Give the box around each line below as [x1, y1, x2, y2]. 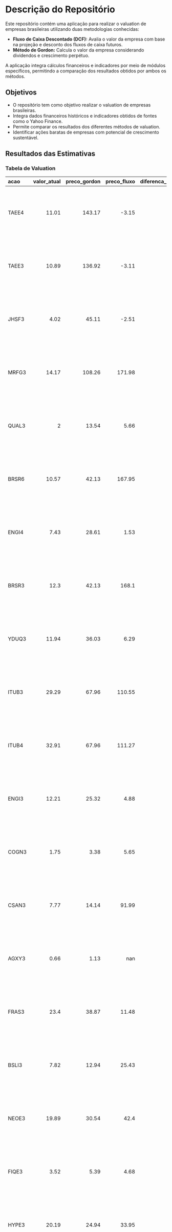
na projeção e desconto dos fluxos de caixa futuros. [12, 41, 123, 47]
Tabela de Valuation [5, 165, 56, 172]
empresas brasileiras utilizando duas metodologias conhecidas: [5, 26, 140, 32]
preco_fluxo [105, 178, 136, 185]
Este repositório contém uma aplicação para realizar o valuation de [5, 21, 146, 27]
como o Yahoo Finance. [12, 118, 63, 124]
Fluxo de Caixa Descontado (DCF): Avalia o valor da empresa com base [12, 36, 165, 42]
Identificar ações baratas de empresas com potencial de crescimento [12, 129, 160, 135]
